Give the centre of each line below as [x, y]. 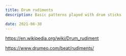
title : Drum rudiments [29, 10]
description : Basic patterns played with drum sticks [64, 15]
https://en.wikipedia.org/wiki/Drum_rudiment [52, 38]
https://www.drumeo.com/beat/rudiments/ [50, 48]
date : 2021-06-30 [24, 24]
